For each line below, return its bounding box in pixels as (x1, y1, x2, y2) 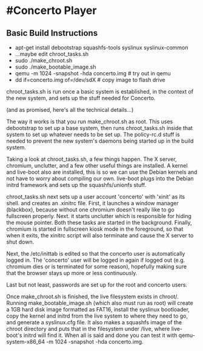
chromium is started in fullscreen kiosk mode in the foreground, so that (6, 225, 184, 233)
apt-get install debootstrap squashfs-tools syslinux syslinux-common (15, 44, 188, 51)
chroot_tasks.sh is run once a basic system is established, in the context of (6, 88, 194, 95)
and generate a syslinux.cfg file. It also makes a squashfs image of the (6, 319, 182, 325)
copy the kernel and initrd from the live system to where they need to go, (6, 312, 188, 319)
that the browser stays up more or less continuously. (6, 270, 138, 276)
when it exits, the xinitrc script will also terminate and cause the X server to (6, 232, 194, 239)
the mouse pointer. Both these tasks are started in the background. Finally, (6, 219, 192, 226)
